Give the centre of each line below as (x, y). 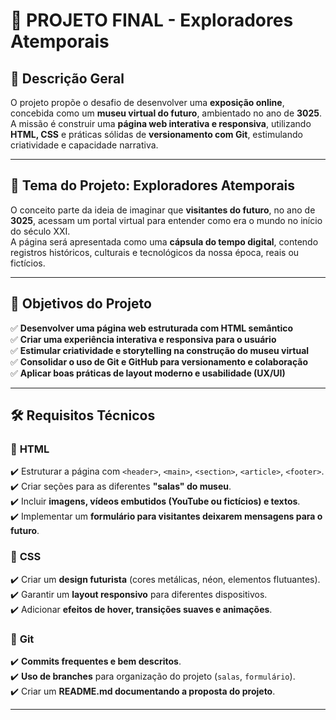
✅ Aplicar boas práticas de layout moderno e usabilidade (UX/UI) (148, 373)
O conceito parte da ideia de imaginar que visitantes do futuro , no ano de (163, 210)
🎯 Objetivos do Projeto (81, 304)
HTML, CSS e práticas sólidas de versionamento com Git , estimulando (156, 134)
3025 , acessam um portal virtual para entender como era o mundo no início (166, 220)
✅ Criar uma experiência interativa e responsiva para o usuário (143, 339)
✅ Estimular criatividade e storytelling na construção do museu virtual (160, 350)
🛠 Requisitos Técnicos (83, 415)
